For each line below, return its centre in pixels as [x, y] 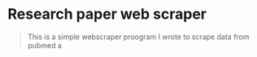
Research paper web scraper [107, 14]
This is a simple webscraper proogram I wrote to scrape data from [138, 37]
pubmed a [45, 45]
